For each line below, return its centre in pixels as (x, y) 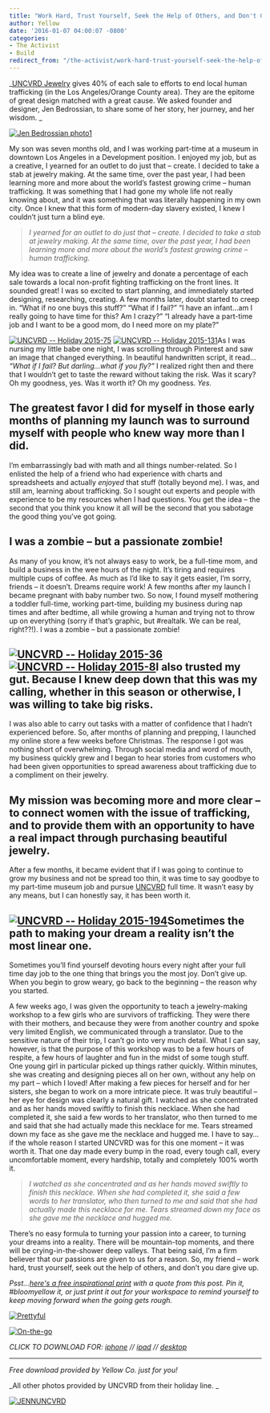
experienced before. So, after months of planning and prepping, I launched (133, 732)
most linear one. (50, 945)
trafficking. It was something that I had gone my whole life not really (121, 191)
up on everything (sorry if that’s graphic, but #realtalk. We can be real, (125, 621)
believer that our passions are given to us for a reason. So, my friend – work (134, 1259)
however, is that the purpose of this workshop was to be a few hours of (127, 1049)
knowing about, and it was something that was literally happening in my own (135, 200)
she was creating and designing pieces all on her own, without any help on (132, 1074)
